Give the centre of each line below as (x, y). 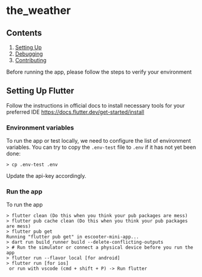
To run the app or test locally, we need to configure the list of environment (99, 141)
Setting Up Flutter (40, 91)
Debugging (29, 54)
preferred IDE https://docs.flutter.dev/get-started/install (75, 112)
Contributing (31, 60)
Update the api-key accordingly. (46, 176)
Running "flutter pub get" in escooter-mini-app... (73, 237)
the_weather (39, 11)
